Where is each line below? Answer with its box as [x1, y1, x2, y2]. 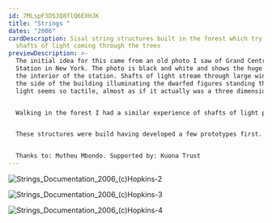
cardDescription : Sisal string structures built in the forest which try [8, 34, 263, 43]
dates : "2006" [8, 27, 57, 35]
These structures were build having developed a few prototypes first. [15, 130, 263, 138]
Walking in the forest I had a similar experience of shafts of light [15, 108, 259, 117]
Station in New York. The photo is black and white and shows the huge [15, 65, 263, 73]
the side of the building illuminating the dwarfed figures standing [15, 79, 255, 87]
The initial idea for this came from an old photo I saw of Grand [15, 57, 244, 65]
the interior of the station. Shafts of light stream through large [15, 72, 252, 80]
